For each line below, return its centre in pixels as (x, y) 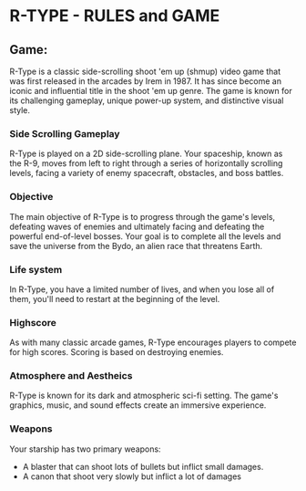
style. (20, 110)
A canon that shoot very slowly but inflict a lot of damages (132, 476)
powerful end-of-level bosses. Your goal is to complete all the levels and (145, 236)
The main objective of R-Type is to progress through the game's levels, (143, 216)
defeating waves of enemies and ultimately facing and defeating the (137, 226)
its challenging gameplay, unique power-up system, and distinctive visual (147, 100)
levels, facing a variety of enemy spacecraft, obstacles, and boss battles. (147, 173)
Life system (36, 269)
